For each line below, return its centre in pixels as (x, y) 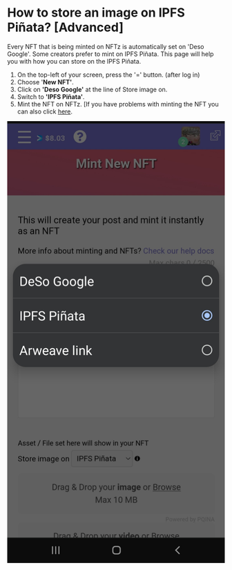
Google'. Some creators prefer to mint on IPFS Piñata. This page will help (110, 54)
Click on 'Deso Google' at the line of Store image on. (92, 89)
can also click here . (45, 111)
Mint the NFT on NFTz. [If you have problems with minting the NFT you (118, 104)
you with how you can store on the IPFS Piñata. (74, 61)
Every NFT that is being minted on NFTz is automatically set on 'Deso (106, 46)
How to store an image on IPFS (96, 13)
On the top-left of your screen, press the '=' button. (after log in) (108, 75)
